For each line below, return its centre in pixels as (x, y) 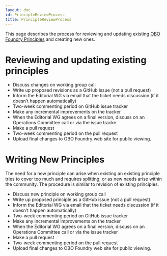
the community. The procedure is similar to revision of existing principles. (82, 184)
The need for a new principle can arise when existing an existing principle (83, 174)
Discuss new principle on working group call (59, 194)
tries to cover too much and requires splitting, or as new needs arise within (83, 179)
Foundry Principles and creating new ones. (50, 39)
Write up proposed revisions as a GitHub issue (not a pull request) (82, 90)
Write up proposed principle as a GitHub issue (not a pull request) (81, 200)
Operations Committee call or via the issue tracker (65, 232)
